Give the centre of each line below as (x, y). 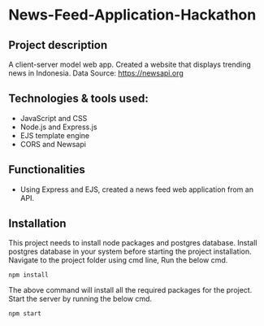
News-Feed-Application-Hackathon (132, 15)
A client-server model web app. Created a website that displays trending (130, 64)
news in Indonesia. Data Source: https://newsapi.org (96, 73)
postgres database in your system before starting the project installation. (130, 252)
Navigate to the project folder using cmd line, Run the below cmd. (118, 260)
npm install (28, 275)
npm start (25, 314)
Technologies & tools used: (78, 99)
